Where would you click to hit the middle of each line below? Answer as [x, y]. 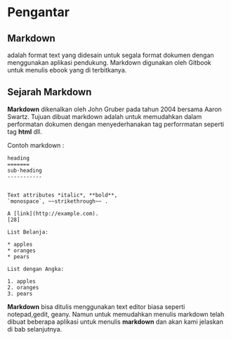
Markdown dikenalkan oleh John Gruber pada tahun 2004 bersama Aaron [115, 109]
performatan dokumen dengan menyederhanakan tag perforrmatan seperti [116, 124]
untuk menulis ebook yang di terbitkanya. [67, 70]
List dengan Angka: [36, 269]
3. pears [20, 294]
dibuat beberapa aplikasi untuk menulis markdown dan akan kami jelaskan [115, 322]
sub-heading [25, 170]
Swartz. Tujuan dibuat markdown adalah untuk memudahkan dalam [105, 116]
